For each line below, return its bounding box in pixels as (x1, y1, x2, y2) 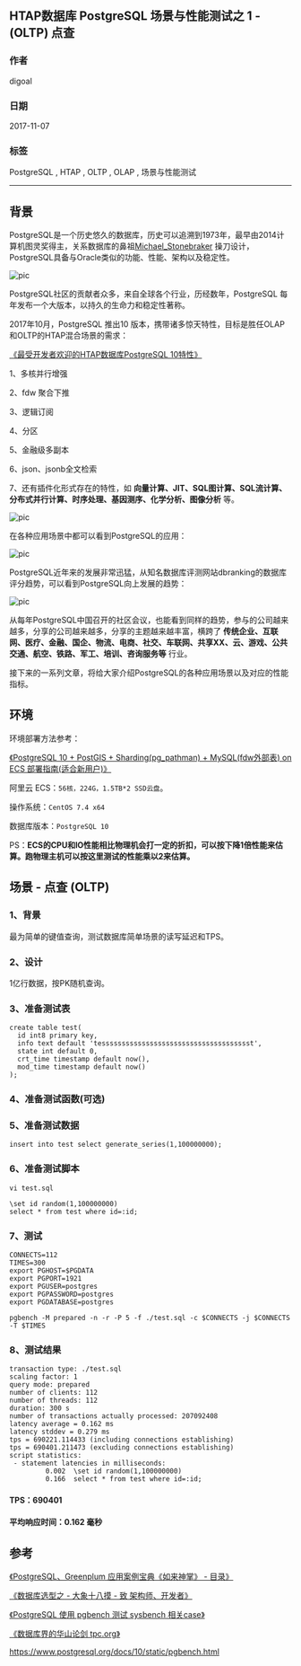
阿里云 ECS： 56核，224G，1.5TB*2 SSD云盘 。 (9, 782, 168, 793)
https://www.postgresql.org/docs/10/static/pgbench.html (9, 1646, 219, 1657)
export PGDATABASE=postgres (9, 1298, 115, 1307)
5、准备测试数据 (9, 1119, 80, 1132)
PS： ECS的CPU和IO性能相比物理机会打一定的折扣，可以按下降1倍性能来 (9, 839, 276, 851)
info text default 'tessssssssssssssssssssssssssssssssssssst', (17, 1039, 262, 1048)
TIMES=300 (9, 1258, 47, 1267)
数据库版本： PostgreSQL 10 (9, 820, 109, 831)
